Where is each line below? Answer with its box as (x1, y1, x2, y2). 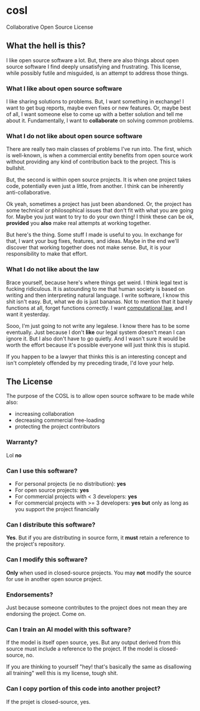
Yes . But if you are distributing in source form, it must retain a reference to (6, 534, 190, 542)
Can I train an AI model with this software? (6, 625, 131, 633)
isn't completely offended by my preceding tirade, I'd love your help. (6, 359, 174, 366)
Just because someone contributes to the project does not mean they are (6, 604, 187, 611)
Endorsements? (6, 590, 54, 598)
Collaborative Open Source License (6, 23, 94, 31)
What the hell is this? (6, 41, 86, 51)
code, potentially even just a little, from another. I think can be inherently (6, 183, 184, 190)
